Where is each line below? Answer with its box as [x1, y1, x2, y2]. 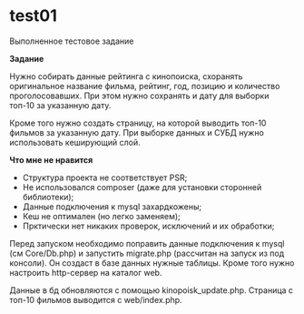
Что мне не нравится [9, 154, 93, 165]
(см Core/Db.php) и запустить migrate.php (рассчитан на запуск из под [9, 248, 284, 258]
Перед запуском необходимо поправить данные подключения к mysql [9, 238, 285, 248]
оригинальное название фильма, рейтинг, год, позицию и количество [9, 80, 280, 91]
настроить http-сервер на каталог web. [9, 267, 162, 278]
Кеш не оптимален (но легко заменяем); [22, 210, 181, 221]
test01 [9, 5, 57, 26]
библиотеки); [22, 191, 74, 202]
